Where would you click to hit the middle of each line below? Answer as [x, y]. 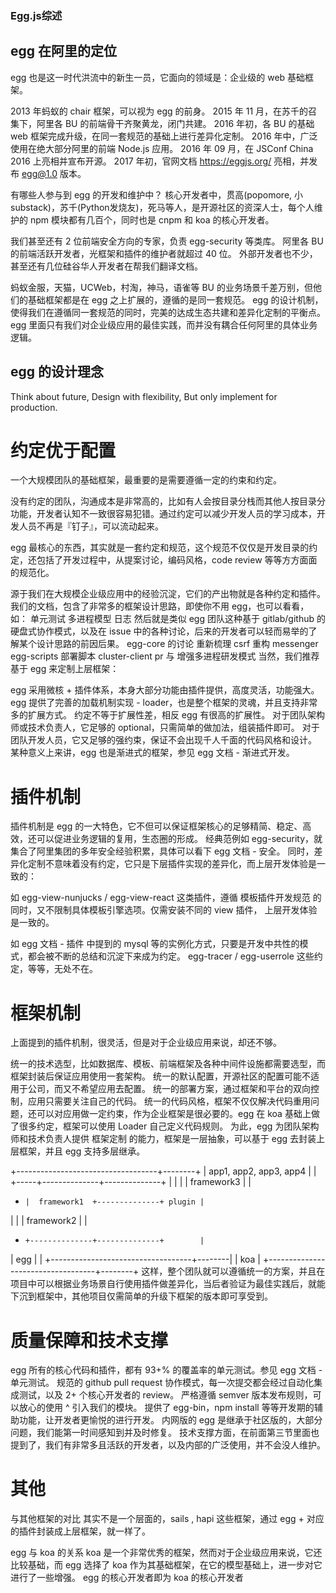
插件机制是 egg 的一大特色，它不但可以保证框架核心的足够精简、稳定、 [156, 826]
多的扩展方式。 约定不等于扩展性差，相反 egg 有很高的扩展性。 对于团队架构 [168, 715]
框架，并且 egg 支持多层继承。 [82, 1151]
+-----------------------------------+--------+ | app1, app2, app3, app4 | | [163, 1171]
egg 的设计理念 [57, 372]
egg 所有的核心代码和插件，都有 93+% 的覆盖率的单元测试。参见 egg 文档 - [166, 1370]
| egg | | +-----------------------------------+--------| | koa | [136, 1259]
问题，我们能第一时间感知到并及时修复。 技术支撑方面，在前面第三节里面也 [165, 1433]
